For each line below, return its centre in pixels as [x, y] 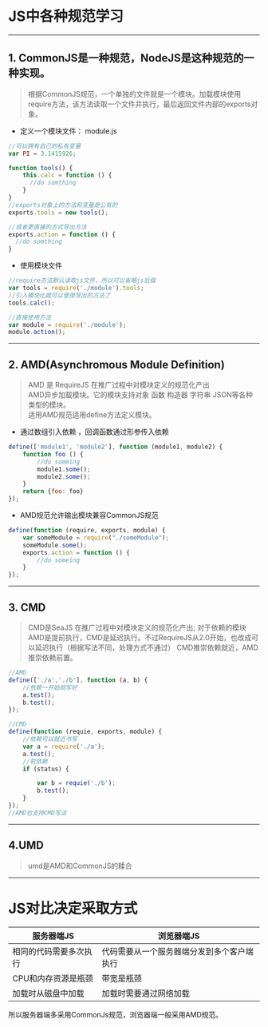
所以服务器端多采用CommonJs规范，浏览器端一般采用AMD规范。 [116, 1014]
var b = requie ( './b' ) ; [76, 783]
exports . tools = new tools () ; [59, 213]
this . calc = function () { [67, 175]
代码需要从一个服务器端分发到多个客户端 [177, 951]
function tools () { [41, 168]
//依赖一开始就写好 [50, 687]
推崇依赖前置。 [52, 657]
